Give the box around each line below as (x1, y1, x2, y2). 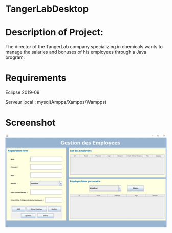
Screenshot (5, 117, 56, 129)
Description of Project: (5, 27, 104, 38)
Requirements (5, 72, 67, 84)
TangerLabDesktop (5, 3, 89, 15)
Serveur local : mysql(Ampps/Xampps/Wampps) (5, 99, 107, 105)
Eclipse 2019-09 (5, 89, 40, 95)
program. (5, 54, 25, 60)
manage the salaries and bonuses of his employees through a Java (5, 49, 147, 55)
